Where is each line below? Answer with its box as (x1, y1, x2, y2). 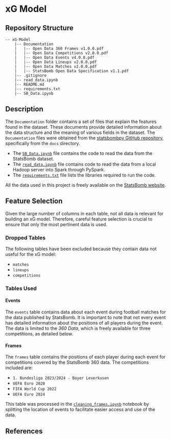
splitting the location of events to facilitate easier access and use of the (5, 406, 156, 413)
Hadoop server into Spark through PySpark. (12, 166, 105, 172)
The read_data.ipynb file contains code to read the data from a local (12, 161, 156, 167)
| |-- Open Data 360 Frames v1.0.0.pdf (14, 46, 104, 51)
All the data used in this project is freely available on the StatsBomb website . (5, 182, 166, 188)
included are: (5, 365, 33, 371)
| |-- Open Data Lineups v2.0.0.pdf (14, 59, 97, 65)
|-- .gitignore (14, 73, 47, 78)
